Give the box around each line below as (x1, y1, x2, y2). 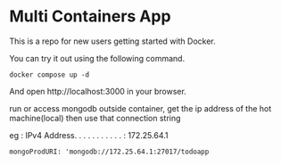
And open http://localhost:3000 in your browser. (9, 86, 187, 96)
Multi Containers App (9, 6, 171, 27)
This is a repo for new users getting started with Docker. (9, 36, 216, 46)
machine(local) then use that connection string (9, 112, 181, 123)
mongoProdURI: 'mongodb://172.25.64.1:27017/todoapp (9, 147, 210, 156)
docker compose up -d (9, 70, 90, 79)
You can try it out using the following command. (9, 53, 186, 63)
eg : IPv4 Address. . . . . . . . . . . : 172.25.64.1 (9, 129, 169, 140)
